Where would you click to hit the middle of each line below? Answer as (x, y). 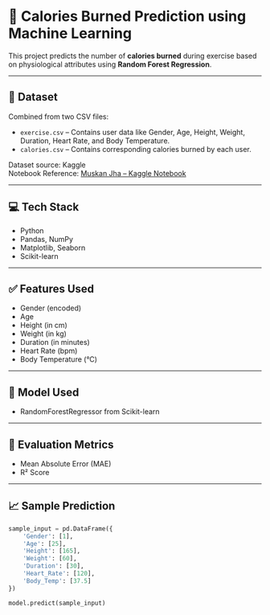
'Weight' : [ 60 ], (50, 559)
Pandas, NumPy (47, 239)
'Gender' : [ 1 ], (48, 536)
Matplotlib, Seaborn (53, 248)
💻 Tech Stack (44, 207)
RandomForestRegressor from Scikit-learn (90, 412)
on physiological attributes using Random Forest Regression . (110, 64)
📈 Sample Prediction (62, 506)
